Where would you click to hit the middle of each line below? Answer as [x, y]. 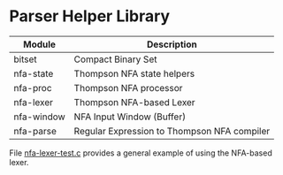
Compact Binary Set [115, 59]
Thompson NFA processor [128, 87]
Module [39, 44]
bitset [25, 59]
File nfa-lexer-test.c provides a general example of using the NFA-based [141, 153]
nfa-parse [35, 131]
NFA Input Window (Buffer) [130, 117]
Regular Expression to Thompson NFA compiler [172, 131]
